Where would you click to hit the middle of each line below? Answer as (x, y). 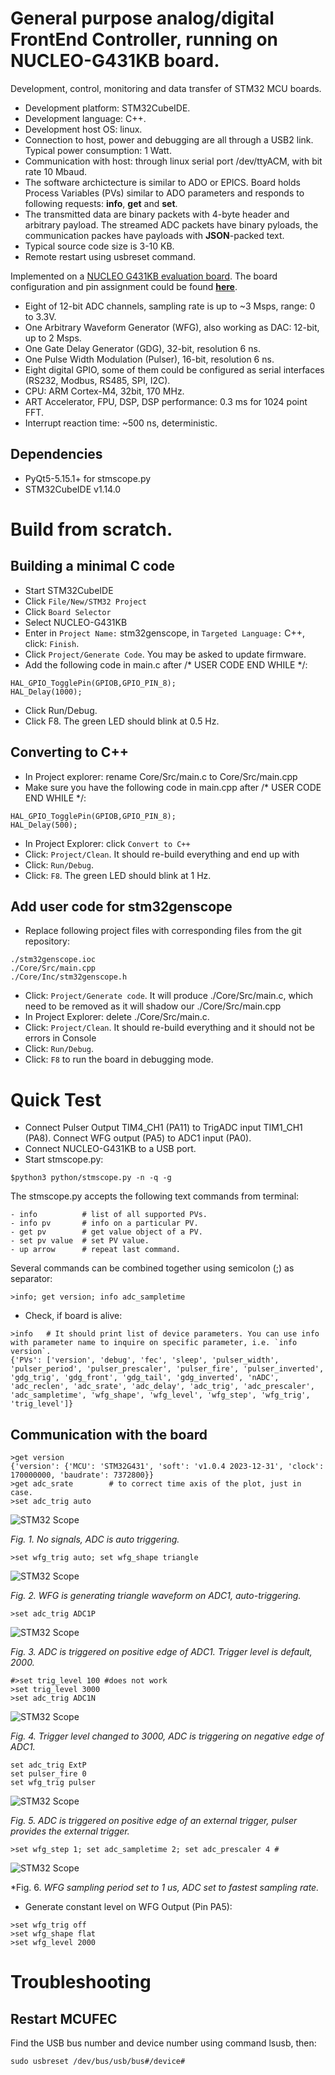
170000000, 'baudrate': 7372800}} (82, 1475)
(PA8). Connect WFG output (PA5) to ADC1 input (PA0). (138, 1138)
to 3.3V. (40, 316)
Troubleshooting (81, 1982)
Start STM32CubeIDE (69, 590)
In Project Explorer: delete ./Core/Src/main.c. (117, 1017)
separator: (31, 1279)
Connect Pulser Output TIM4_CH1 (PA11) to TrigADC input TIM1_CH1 (163, 1128)
